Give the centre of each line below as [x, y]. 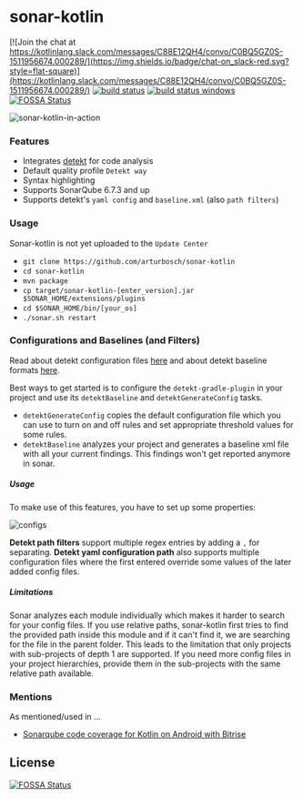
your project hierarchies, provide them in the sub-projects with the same [145, 663]
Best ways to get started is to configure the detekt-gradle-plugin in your [146, 388]
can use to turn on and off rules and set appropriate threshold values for [158, 424]
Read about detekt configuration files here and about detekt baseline [138, 360]
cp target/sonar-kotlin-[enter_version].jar [108, 290]
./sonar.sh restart [60, 318]
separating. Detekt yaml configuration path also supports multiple [135, 551]
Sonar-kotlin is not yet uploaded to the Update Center [109, 243]
